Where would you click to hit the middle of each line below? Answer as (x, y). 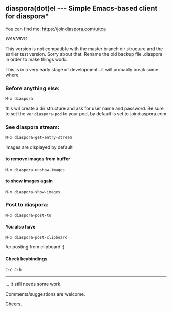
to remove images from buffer (38, 159)
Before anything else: (33, 88)
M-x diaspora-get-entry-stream (39, 138)
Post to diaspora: (27, 204)
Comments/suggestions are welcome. (45, 294)
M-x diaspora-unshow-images (35, 170)
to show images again (29, 181)
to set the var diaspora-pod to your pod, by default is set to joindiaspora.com (86, 114)
